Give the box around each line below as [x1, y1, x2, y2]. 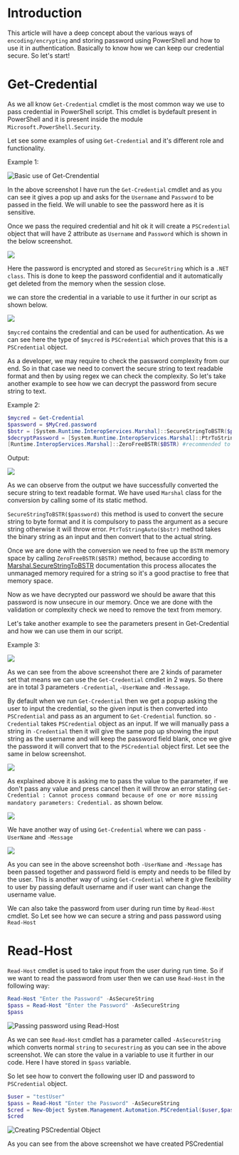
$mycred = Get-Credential [7, 414, 84, 422]
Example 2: [7, 400, 41, 409]
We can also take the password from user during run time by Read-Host [7, 904, 216, 913]
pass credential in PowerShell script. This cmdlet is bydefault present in [7, 107, 217, 115]
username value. [7, 890, 57, 899]
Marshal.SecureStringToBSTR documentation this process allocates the [7, 561, 217, 570]
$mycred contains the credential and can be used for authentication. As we [7, 328, 225, 336]
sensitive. [7, 208, 36, 216]
